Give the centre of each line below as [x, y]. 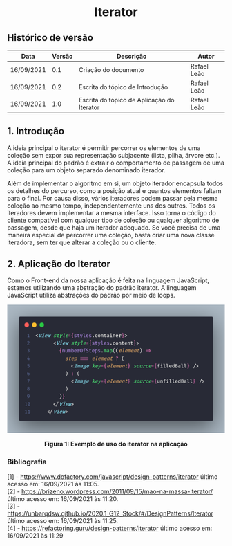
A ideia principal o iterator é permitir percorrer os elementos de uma [104, 148]
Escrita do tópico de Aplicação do [126, 100]
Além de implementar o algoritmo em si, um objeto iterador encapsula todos [115, 183]
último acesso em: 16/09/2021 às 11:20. [63, 498]
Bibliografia [27, 462]
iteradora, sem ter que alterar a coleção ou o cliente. [82, 242]
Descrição [132, 56]
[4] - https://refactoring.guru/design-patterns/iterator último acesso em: [110, 528]
